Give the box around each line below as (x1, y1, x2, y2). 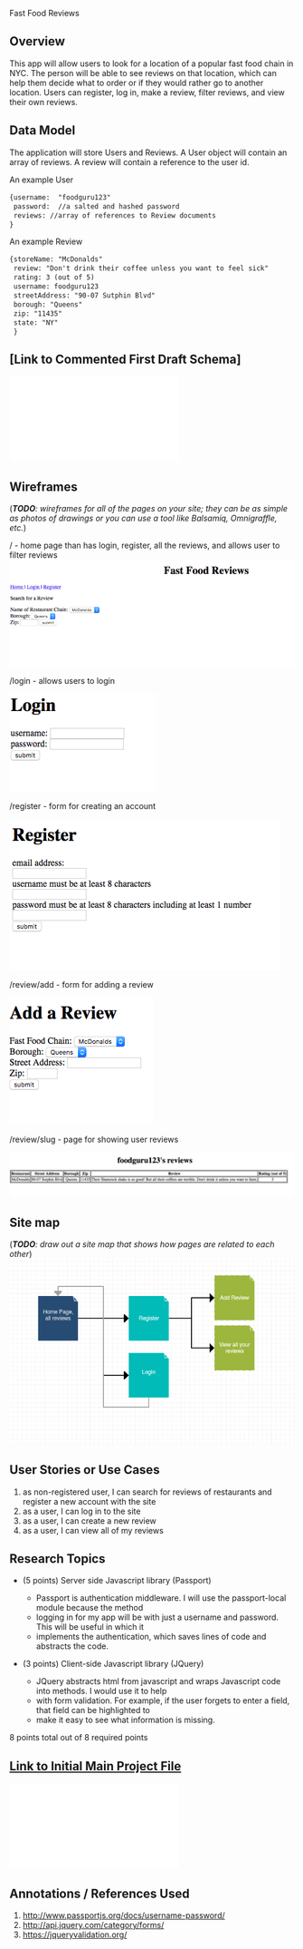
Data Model (9, 122, 76, 139)
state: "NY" (13, 317, 59, 327)
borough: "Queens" (13, 299, 83, 309)
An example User (9, 174, 74, 185)
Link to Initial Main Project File (9, 1759, 182, 1774)
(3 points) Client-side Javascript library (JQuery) (22, 1659, 204, 1670)
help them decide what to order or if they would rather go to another (9, 77, 264, 88)
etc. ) (9, 522, 27, 533)
